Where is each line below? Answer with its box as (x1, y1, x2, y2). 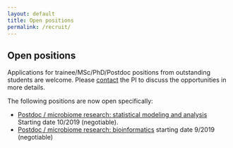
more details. (7, 83, 46, 92)
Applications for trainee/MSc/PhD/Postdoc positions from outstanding (7, 68, 210, 77)
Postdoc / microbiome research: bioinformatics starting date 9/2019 (17, 125, 215, 134)
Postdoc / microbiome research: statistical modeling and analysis (17, 111, 208, 119)
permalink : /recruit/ (7, 23, 71, 30)
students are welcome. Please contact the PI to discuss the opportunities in (7, 75, 227, 85)
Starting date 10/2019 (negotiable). (17, 118, 119, 127)
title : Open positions (7, 17, 74, 24)
